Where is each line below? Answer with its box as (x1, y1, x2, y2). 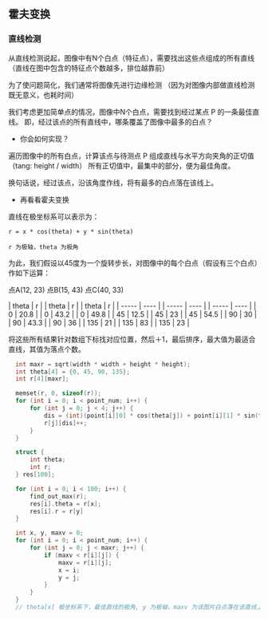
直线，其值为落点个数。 (8, 344, 85, 353)
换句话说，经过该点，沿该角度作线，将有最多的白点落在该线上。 (8, 178, 218, 187)
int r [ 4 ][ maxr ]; (15, 375, 69, 383)
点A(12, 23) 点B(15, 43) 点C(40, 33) (8, 285, 124, 294)
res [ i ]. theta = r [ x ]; (29, 499, 102, 508)
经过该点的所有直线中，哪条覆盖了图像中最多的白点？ (37, 116, 213, 126)
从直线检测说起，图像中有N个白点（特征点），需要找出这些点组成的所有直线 (8, 53, 255, 62)
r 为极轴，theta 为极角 (8, 242, 79, 251)
